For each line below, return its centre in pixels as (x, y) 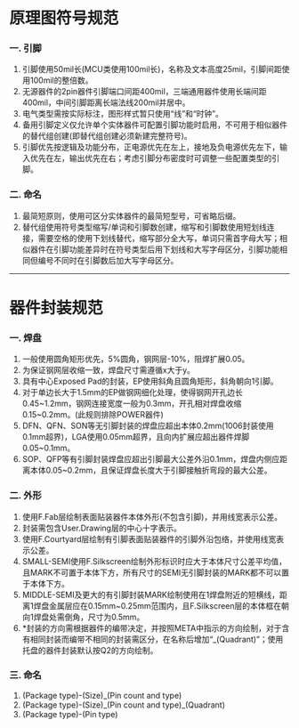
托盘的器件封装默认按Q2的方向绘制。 (90, 650)
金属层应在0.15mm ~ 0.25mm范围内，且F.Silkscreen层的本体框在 (165, 605)
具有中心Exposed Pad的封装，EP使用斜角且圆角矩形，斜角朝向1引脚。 (150, 381)
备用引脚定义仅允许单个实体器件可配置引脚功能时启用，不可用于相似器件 (154, 125)
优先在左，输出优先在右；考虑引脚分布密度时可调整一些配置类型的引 (155, 158)
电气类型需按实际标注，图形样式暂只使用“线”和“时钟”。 (123, 114)
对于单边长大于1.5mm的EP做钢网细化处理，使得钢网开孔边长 (132, 392)
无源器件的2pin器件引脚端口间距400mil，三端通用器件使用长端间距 (144, 92)
